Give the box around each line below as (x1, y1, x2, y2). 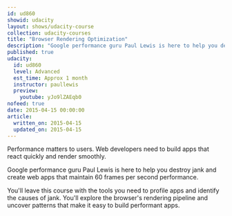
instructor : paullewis (13, 81, 79, 88)
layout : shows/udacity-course (7, 23, 95, 30)
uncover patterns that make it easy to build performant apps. (7, 201, 180, 210)
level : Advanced (13, 68, 60, 75)
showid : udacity (7, 17, 54, 24)
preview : (13, 87, 39, 94)
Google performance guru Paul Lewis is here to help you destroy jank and (7, 165, 217, 174)
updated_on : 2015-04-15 (13, 126, 81, 133)
